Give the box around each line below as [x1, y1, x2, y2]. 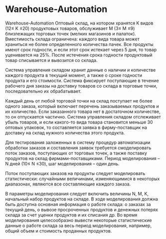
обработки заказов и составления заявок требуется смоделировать [5, 144, 152, 150]
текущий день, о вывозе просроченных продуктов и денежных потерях [5, 206, 159, 212]
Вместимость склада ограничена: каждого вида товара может [5, 36, 140, 42]
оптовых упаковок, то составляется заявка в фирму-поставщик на [5, 124, 147, 130]
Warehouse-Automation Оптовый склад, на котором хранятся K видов [5, 20, 154, 26]
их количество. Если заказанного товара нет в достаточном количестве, [5, 108, 161, 114]
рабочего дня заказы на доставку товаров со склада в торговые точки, [5, 82, 158, 88]
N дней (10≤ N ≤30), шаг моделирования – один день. [5, 160, 120, 166]
